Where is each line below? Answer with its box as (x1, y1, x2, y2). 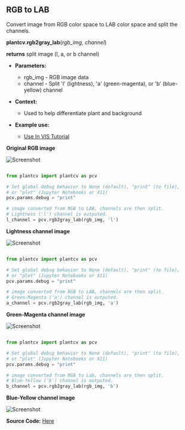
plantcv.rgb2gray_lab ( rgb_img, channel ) (6, 38, 107, 46)
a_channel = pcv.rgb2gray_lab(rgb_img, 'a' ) (6, 300, 119, 306)
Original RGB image (6, 144, 55, 152)
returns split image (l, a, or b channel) (6, 50, 100, 58)
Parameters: (14, 62, 47, 69)
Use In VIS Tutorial (23, 133, 70, 140)
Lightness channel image (6, 227, 70, 234)
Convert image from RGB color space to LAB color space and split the (6, 20, 178, 28)
